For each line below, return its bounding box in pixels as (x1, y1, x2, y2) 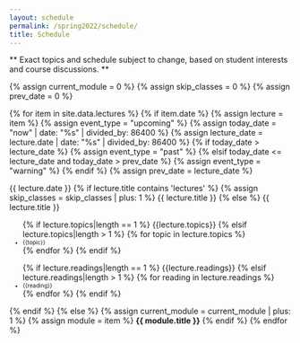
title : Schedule (9, 30, 70, 39)
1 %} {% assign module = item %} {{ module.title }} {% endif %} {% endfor (9, 315, 288, 326)
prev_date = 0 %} (9, 91, 73, 101)
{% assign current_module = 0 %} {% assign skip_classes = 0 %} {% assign (9, 82, 291, 92)
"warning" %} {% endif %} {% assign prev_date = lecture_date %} (9, 165, 253, 176)
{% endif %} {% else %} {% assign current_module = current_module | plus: (9, 306, 291, 317)
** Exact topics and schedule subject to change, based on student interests (9, 55, 288, 66)
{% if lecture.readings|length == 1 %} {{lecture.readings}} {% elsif (21, 262, 267, 274)
